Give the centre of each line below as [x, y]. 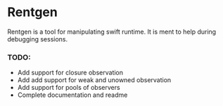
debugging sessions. [38, 39]
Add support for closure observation [70, 73]
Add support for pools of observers [69, 88]
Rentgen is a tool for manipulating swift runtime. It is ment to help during [112, 32]
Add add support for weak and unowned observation [94, 80]
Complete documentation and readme [72, 95]
